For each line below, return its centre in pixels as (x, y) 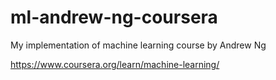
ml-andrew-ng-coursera (114, 17)
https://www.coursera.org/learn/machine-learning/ (115, 64)
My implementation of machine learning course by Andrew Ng (138, 45)
